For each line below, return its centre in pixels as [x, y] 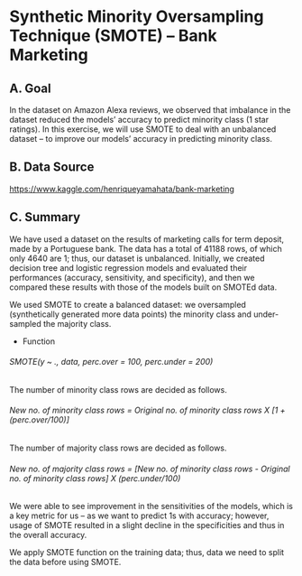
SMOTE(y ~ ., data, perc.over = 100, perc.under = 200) [111, 362]
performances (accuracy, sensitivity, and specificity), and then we [132, 277]
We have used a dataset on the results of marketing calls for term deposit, [147, 239]
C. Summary [45, 217]
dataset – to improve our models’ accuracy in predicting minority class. [141, 139]
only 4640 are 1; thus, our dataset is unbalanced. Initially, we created [137, 258]
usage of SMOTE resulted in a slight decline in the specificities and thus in [147, 525]
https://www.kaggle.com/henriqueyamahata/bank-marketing [122, 189]
